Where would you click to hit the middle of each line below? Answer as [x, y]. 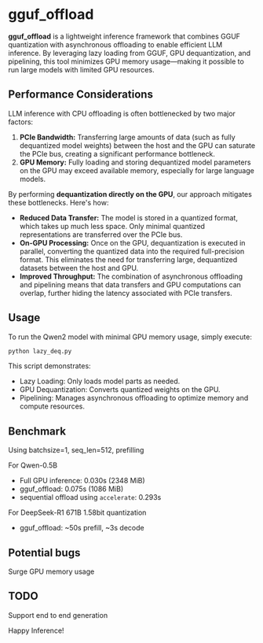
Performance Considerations [80, 95]
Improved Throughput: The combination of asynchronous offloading [131, 276]
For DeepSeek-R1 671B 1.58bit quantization [77, 512]
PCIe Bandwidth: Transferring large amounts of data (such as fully [127, 137]
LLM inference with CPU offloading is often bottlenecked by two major [122, 113]
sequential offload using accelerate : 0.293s [90, 497]
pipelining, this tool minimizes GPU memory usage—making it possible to [126, 61]
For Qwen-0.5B [33, 465]
